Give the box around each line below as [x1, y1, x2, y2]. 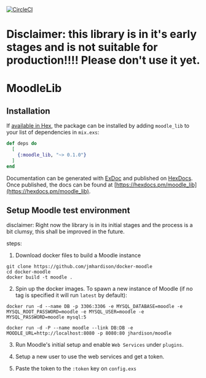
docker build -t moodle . [6, 274, 73, 280]
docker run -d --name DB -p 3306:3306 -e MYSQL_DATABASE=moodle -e [6, 304, 183, 310]
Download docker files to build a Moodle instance [15, 252, 141, 259]
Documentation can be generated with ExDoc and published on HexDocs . [6, 174, 193, 182]
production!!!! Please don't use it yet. [6, 53, 200, 67]
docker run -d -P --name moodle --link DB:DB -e [6, 325, 133, 331]
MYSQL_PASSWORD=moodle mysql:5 [6, 314, 87, 320]
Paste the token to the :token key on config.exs [15, 365, 137, 372]
